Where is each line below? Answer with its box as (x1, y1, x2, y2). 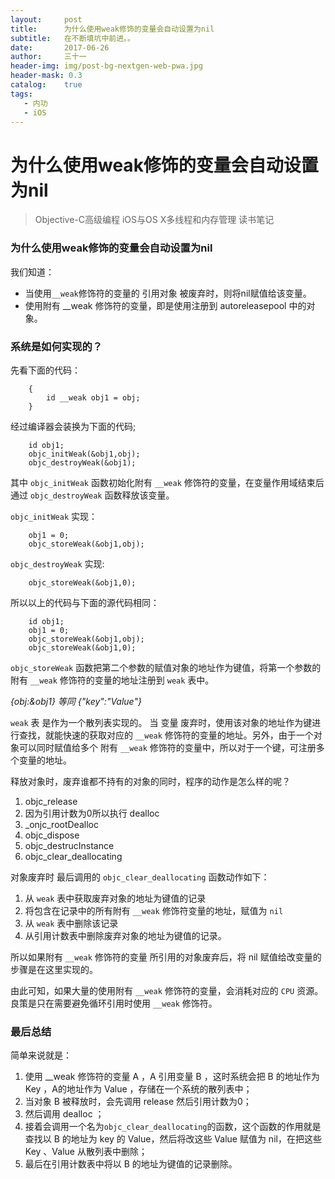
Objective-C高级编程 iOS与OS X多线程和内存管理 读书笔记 (34, 214, 275, 226)
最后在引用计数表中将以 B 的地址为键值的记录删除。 (24, 1158, 238, 1170)
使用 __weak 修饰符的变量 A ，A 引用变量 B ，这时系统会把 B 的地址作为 (24, 1071, 320, 1083)
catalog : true (10, 80, 83, 90)
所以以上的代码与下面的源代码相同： (10, 596, 160, 608)
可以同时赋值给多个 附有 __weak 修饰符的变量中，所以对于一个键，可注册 (18, 741, 317, 753)
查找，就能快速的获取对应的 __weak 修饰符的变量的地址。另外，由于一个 (18, 729, 314, 741)
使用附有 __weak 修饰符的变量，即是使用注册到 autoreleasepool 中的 (24, 299, 307, 311)
